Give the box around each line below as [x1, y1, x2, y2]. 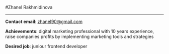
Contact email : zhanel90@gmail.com [5, 18, 83, 24]
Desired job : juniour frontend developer [5, 43, 88, 49]
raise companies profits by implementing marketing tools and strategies [5, 33, 154, 39]
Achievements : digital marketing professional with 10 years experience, [5, 28, 154, 34]
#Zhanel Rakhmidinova [5, 4, 53, 10]
